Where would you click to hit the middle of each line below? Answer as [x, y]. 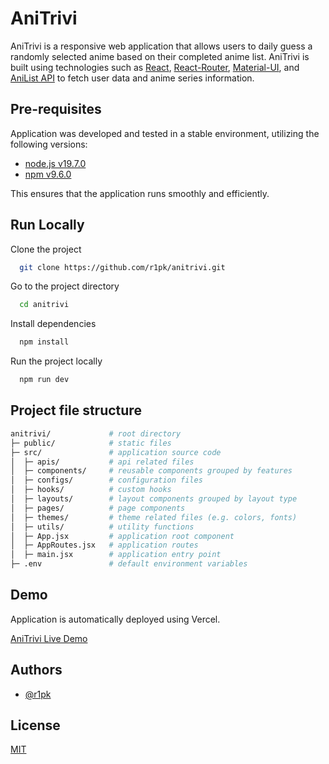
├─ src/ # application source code [116, 452]
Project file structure [76, 410]
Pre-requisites [56, 109]
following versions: [49, 144]
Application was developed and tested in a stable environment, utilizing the [165, 133]
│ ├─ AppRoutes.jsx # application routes [104, 545]
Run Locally [47, 225]
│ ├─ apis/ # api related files [102, 462]
